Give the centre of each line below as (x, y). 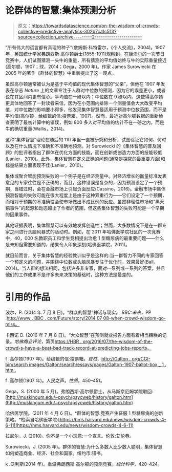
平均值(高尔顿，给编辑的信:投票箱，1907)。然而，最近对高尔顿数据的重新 (82, 116)
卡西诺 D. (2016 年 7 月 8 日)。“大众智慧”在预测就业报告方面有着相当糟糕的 (84, 335)
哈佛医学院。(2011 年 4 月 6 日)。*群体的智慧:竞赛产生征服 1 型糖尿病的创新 (84, 413)
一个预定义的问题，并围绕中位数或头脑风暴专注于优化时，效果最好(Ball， (82, 262)
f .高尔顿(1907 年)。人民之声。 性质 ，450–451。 (55, 380)
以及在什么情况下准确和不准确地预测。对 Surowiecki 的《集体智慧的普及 (81, 146)
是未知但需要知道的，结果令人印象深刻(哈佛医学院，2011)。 (68, 244)
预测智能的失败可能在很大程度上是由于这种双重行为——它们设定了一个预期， (86, 195)
